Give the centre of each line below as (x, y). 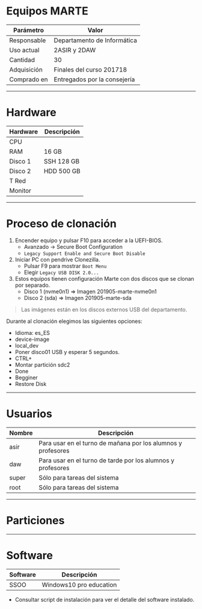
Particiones (35, 520)
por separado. (32, 285)
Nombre (21, 433)
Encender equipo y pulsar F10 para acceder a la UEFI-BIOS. (89, 240)
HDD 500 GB (62, 171)
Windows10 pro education (79, 584)
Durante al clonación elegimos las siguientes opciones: (74, 321)
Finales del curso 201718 (90, 69)
